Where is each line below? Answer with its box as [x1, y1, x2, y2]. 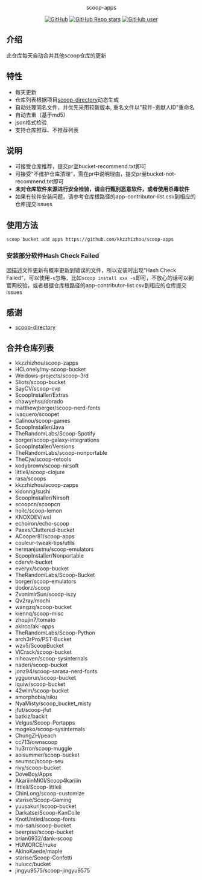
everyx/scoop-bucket [14, 565, 69, 572]
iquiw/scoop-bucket [14, 680, 66, 688]
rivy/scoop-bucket [14, 764, 62, 772]
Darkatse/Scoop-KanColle [14, 809, 80, 816]
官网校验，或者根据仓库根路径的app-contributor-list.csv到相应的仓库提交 [6, 281, 187, 288]
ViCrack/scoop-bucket [14, 648, 72, 656]
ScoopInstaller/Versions [14, 443, 75, 450]
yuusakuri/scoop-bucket [14, 803, 77, 810]
